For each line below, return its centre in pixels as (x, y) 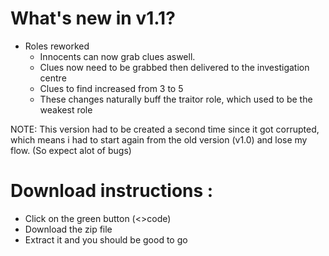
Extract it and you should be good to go (106, 239)
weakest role (66, 109)
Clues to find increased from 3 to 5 (111, 88)
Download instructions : (112, 191)
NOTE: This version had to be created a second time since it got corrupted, (165, 129)
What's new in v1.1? (93, 18)
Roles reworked (57, 46)
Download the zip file (68, 229)
